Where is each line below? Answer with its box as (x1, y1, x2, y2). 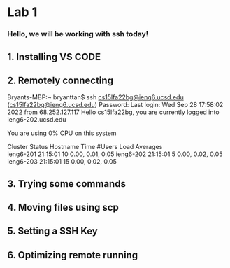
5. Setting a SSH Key (7, 225, 98, 237)
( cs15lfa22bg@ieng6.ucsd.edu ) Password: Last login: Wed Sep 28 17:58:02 (7, 101, 224, 109)
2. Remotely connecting (7, 74, 114, 86)
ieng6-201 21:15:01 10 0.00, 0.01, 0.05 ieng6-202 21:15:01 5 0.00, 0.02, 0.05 (7, 150, 223, 158)
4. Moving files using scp (7, 202, 119, 213)
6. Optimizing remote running (7, 249, 138, 261)
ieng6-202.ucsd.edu (7, 115, 66, 124)
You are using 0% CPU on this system (7, 129, 117, 137)
